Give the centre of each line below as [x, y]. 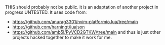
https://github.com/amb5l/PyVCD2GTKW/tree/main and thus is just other [86, 32]
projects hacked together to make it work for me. [62, 37]
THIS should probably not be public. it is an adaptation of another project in [82, 7]
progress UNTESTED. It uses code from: [46, 12]
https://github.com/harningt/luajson [48, 27]
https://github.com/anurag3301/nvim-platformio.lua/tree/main [75, 22]
